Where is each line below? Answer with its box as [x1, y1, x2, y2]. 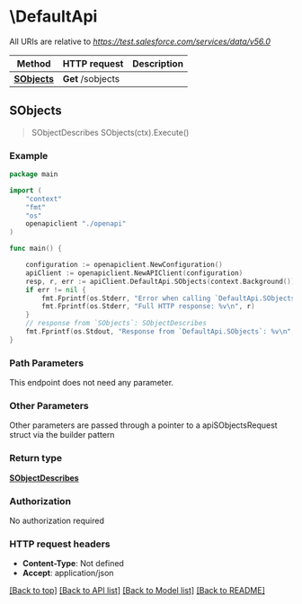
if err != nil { [25, 285, 87, 294]
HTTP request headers [9, 537, 111, 550]
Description [131, 57, 184, 69]
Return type [9, 452, 63, 465]
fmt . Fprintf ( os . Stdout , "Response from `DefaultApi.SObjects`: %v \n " [25, 327, 292, 336]
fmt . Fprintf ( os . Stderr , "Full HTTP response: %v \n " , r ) [41, 302, 255, 311]
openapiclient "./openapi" [25, 219, 127, 228]
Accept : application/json [22, 568, 114, 579]
